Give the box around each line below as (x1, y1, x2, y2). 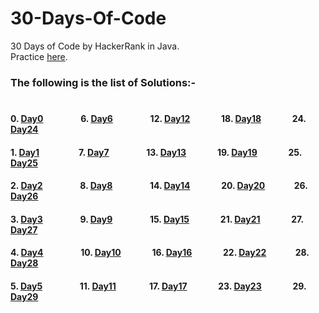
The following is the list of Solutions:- (10, 75, 197, 89)
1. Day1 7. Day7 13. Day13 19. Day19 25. (10, 146, 302, 158)
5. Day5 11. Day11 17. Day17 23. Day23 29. (10, 280, 307, 292)
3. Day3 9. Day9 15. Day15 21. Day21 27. (10, 213, 304, 225)
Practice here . (10, 50, 68, 62)
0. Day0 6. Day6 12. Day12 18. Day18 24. (10, 113, 307, 125)
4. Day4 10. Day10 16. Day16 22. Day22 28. (10, 247, 310, 259)
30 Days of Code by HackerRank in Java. (10, 40, 180, 52)
